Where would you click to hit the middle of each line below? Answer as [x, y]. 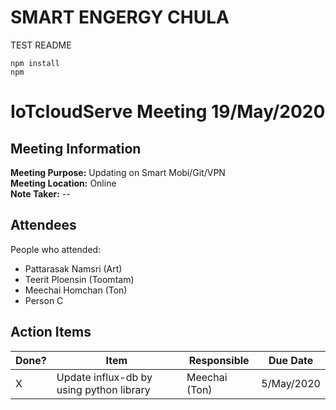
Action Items [51, 332]
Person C [44, 300]
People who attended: [56, 249]
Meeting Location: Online [63, 183]
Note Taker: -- [40, 193]
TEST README [41, 45]
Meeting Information [76, 148]
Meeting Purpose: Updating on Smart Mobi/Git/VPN [118, 172]
